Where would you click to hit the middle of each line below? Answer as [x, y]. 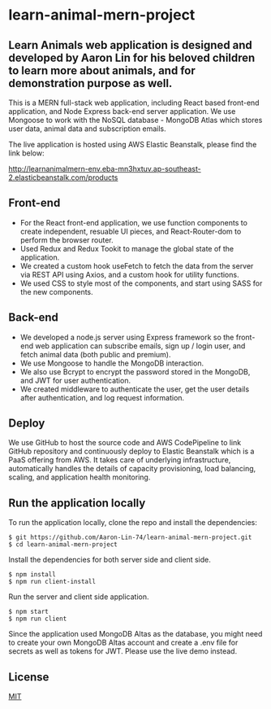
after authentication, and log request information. [102, 397]
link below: [26, 153]
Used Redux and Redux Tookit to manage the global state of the [127, 248]
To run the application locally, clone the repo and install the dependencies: [133, 523]
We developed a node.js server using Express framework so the [127, 337]
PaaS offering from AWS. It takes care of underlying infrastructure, [120, 460]
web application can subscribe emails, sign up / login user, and [140, 346]
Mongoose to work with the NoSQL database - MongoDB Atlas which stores [135, 120]
